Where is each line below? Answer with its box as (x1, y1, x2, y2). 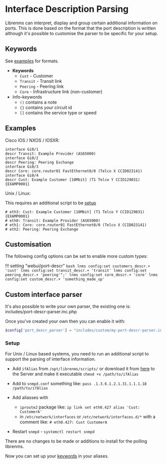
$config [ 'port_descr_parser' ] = (5, 328, 72, 333)
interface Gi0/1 (5, 147, 39, 152)
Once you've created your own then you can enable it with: (5, 318, 125, 324)
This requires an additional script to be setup (5, 200, 96, 206)
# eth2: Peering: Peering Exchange (5, 227, 79, 232)
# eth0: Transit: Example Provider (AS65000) (5, 218, 100, 223)
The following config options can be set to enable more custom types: (5, 253, 148, 259)
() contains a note (19, 99, 57, 105)
